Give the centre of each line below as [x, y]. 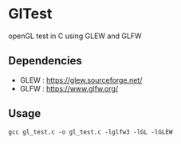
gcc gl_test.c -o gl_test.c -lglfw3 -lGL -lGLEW [90, 132]
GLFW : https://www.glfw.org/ [69, 88]
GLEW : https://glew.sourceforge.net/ [81, 80]
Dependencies [45, 61]
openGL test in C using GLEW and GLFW [75, 36]
